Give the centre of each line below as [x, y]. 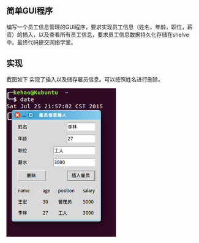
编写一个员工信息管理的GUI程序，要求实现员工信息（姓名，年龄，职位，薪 [99, 27]
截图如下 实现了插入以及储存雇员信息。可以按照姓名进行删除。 [85, 79]
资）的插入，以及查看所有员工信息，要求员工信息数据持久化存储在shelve [98, 34]
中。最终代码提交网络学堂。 [41, 42]
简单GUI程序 [30, 11]
